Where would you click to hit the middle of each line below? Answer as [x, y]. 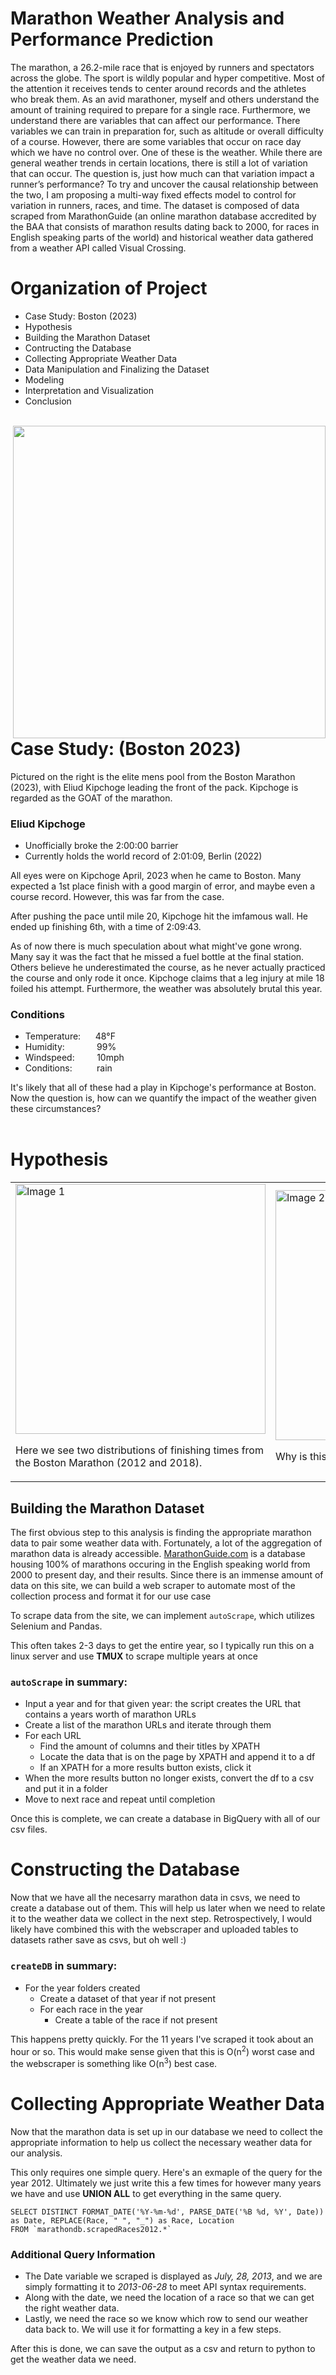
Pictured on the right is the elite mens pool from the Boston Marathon [153, 776]
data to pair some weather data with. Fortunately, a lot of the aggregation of [166, 1543]
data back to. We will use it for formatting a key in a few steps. [153, 2329]
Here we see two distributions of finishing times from [139, 1450]
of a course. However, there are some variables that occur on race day [156, 141]
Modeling [44, 379]
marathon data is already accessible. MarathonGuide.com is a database [158, 1553]
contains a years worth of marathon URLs [110, 1714]
